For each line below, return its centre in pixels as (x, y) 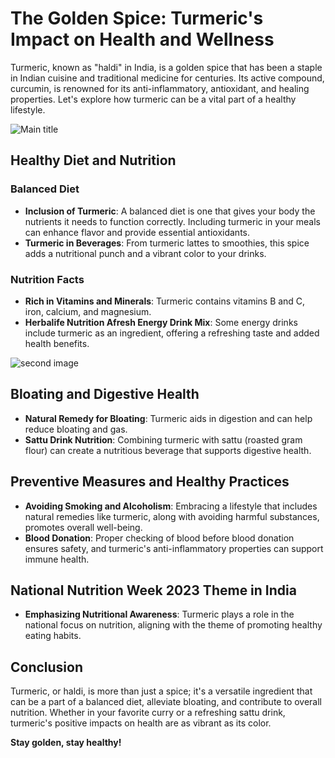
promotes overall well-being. (83, 527)
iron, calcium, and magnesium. (88, 311)
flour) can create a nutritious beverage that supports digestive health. (168, 450)
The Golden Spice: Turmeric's (137, 18)
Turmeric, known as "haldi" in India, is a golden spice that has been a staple (166, 67)
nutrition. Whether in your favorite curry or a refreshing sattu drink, (148, 713)
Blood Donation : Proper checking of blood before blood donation (159, 538)
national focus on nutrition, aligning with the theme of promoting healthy (173, 625)
